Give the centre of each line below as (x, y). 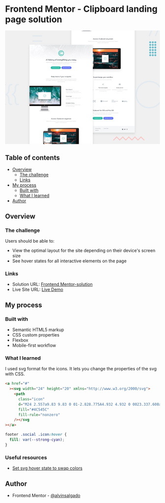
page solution (34, 19)
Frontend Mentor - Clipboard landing (82, 9)
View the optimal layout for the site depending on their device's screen (84, 251)
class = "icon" (31, 399)
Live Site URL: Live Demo (38, 290)
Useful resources (26, 457)
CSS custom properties (36, 335)
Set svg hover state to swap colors (47, 468)
